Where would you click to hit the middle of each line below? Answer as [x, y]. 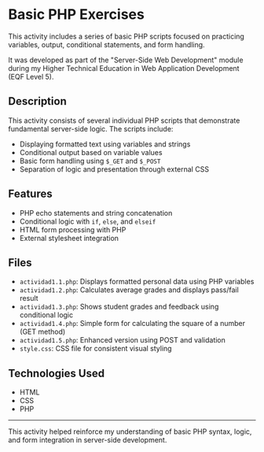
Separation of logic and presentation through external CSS [114, 169]
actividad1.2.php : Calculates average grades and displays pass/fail [129, 290]
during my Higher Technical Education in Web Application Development [124, 68]
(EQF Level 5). [31, 76]
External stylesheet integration [69, 238]
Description [37, 101]
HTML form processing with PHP [73, 229]
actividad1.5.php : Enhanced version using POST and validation [123, 340]
